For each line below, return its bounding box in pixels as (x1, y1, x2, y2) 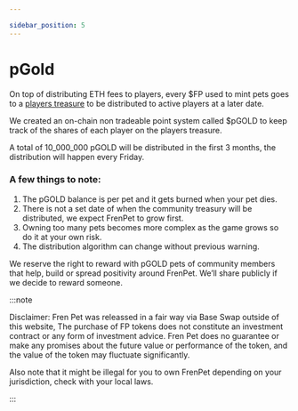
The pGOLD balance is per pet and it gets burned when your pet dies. (21, 193, 278, 205)
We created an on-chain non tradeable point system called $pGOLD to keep (9, 115, 287, 125)
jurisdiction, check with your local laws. (9, 375, 154, 387)
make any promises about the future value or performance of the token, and (9, 340, 288, 351)
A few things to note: (9, 173, 101, 186)
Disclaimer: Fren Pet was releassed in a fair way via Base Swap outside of (9, 311, 280, 322)
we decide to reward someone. (9, 277, 123, 287)
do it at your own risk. (21, 231, 102, 242)
